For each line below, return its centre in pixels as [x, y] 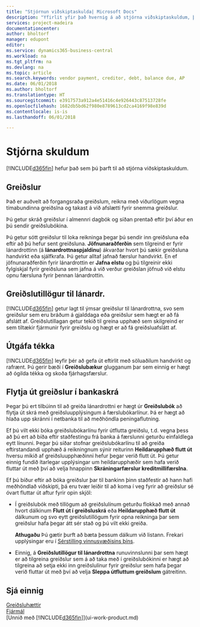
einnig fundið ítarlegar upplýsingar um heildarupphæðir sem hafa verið [93, 462]
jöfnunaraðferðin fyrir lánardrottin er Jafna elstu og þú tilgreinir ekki [89, 262]
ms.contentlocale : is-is [37, 112]
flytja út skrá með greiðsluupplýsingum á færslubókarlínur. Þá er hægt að [96, 413]
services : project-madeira [40, 23]
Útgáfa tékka [30, 346]
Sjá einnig [25, 590]
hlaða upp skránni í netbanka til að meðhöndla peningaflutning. [83, 419]
